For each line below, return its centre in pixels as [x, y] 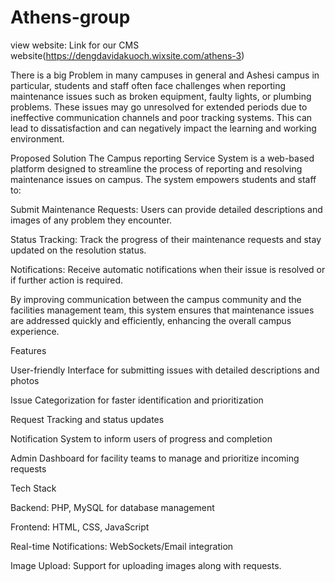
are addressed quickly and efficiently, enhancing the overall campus [151, 320]
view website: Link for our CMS [75, 45]
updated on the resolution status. [78, 250]
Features [28, 350]
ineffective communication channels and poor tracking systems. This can [161, 117]
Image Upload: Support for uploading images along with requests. [146, 565]
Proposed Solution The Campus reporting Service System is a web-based [162, 158]
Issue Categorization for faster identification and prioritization [137, 400]
